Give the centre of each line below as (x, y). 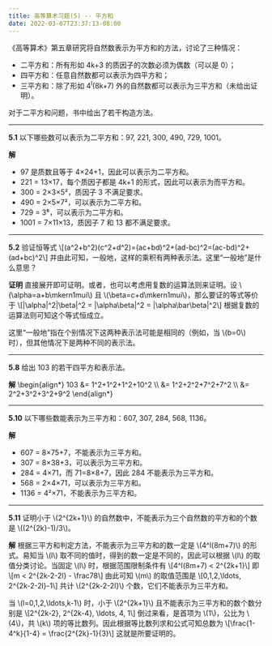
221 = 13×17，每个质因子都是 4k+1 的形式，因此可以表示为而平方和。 (134, 182)
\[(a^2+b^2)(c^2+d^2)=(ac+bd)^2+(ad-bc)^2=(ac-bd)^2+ (154, 247)
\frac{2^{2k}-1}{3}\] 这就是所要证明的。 (114, 634)
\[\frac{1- (240, 623)
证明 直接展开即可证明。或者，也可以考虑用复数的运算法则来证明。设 (123, 285)
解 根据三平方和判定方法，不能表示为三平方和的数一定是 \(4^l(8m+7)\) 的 (129, 545)
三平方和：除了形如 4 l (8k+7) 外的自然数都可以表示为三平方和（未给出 (135, 84)
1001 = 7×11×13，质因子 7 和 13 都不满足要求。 (98, 223)
